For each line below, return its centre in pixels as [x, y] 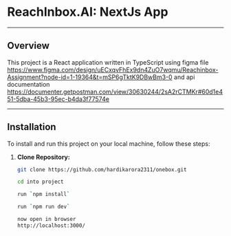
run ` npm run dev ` [43, 207]
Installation [32, 127]
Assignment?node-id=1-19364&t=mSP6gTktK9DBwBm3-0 [90, 77]
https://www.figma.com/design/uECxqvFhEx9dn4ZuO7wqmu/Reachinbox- [113, 69]
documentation [29, 84]
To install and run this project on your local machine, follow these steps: [109, 143]
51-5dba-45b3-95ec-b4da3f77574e [58, 99]
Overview [29, 46]
